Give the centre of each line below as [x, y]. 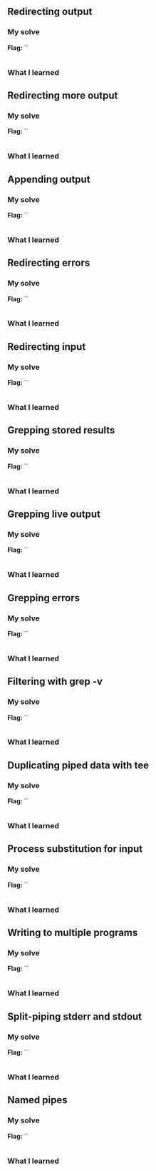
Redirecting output [50, 12]
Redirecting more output [63, 95]
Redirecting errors [49, 263]
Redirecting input [47, 347]
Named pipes [37, 1100]
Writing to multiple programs [73, 933]
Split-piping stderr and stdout [75, 1016]
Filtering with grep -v [55, 682]
